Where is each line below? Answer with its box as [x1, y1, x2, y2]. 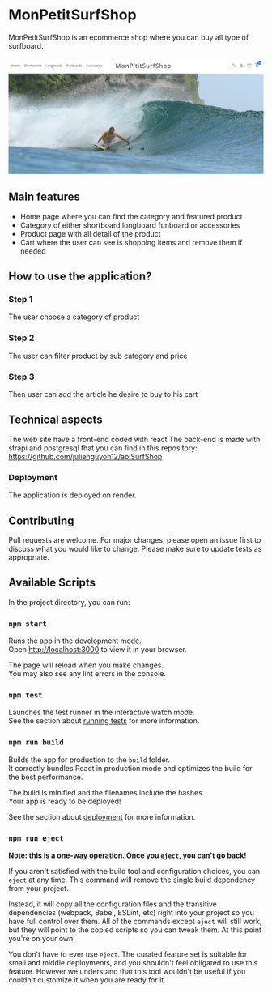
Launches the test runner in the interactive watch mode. [8, 707, 196, 718]
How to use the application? [8, 270, 152, 283]
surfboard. [8, 40, 44, 50]
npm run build [8, 738, 64, 747]
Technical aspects [8, 413, 103, 427]
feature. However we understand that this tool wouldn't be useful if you [8, 966, 246, 976]
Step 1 [8, 294, 33, 305]
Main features [8, 190, 81, 204]
